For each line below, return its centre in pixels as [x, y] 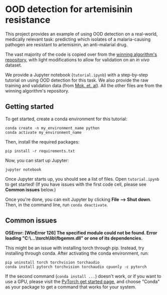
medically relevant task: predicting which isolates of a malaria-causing [78, 39]
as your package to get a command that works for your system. [71, 287]
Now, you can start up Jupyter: [37, 160]
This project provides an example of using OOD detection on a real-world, [81, 34]
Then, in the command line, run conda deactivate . [57, 204]
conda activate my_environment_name [43, 132]
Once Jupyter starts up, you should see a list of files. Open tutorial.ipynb [82, 179]
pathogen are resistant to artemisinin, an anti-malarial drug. [66, 44]
